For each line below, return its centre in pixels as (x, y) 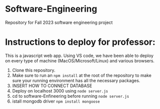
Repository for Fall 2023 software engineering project (59, 22)
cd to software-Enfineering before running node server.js (70, 96)
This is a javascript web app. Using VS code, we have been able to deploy (79, 55)
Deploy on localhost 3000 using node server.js (60, 91)
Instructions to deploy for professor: (80, 42)
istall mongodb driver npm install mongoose (56, 101)
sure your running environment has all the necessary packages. (76, 80)
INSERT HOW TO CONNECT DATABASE (52, 86)
